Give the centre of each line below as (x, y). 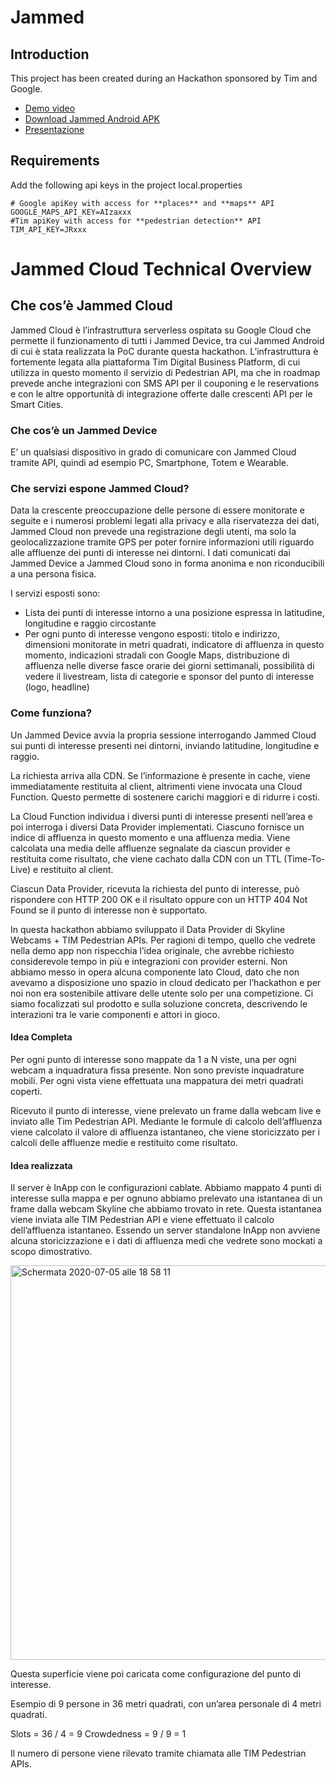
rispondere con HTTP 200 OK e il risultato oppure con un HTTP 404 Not (159, 899)
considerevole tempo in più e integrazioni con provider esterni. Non (149, 961)
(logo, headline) (57, 687)
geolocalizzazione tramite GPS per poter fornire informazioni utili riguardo (162, 542)
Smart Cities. (37, 404)
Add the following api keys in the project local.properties (126, 185)
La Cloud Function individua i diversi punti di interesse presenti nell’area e (162, 816)
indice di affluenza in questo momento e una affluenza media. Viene (150, 837)
